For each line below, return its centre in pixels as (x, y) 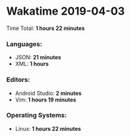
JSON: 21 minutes (38, 57)
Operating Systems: (37, 116)
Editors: (18, 80)
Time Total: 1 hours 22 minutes (46, 28)
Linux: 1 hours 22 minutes (48, 128)
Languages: (24, 44)
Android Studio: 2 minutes (48, 93)
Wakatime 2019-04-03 (65, 11)
